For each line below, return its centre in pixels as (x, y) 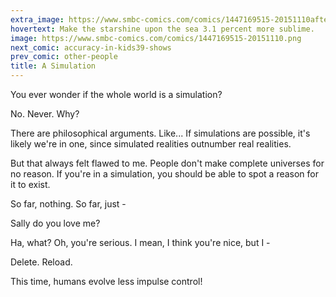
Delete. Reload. (41, 262)
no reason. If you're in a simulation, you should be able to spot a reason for (165, 174)
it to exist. (30, 184)
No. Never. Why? (45, 114)
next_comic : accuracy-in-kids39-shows (91, 47)
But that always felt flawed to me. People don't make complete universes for (167, 163)
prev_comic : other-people (64, 57)
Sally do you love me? (55, 223)
